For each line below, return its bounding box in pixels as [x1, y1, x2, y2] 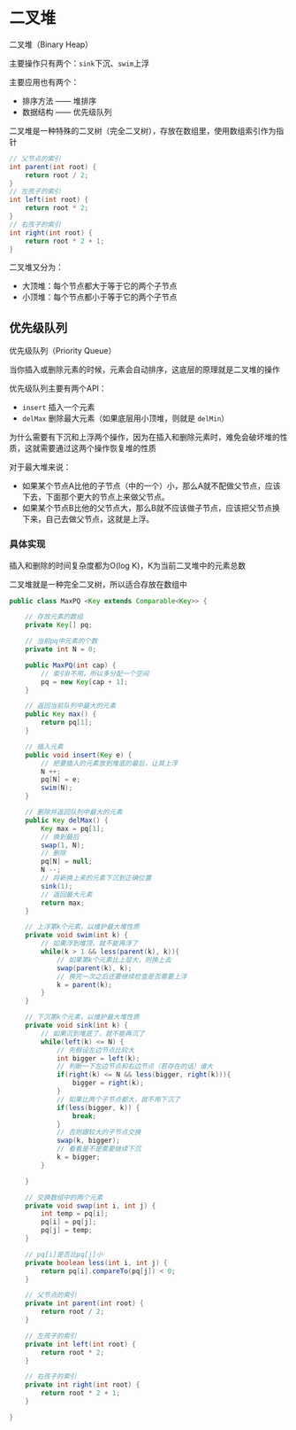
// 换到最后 [41, 832, 80, 842]
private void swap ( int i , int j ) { [25, 1201, 156, 1210]
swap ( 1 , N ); [41, 841, 86, 850]
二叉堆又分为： [9, 262, 64, 273]
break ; [72, 1111, 97, 1121]
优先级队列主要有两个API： [9, 383, 108, 394]
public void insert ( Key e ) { [25, 750, 133, 759]
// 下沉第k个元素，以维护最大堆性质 [25, 1013, 140, 1022]
